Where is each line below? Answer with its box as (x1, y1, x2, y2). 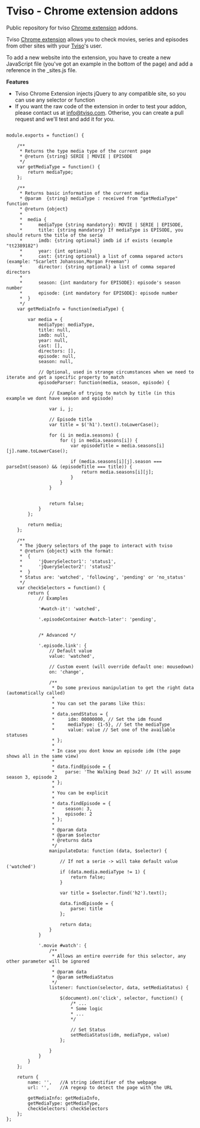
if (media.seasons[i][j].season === (70, 458, 162, 464)
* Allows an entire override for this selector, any (51, 953, 186, 959)
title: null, (38, 326, 71, 333)
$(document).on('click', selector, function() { (59, 995, 184, 1001)
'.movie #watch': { (38, 942, 87, 948)
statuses (6, 732, 28, 738)
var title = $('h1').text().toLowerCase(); (49, 421, 160, 428)
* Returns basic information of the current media (19, 190, 149, 196)
